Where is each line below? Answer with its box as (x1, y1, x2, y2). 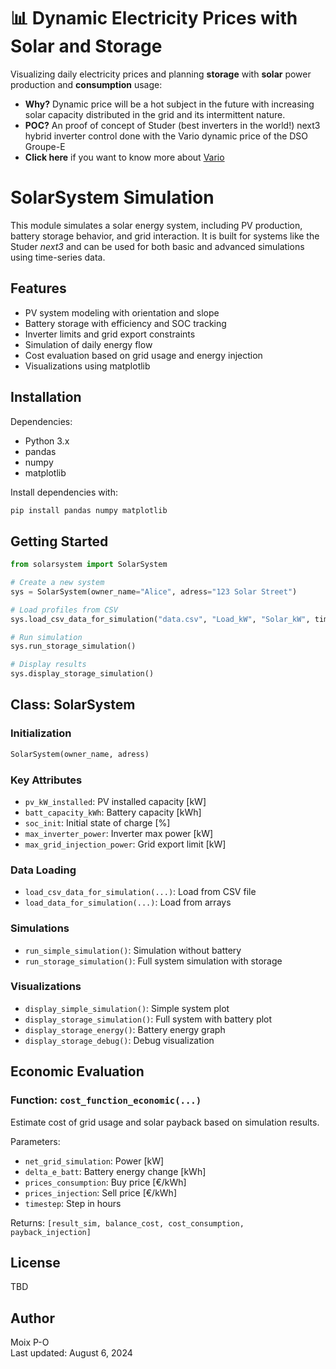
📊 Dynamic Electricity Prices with (10, 7, 298, 30)
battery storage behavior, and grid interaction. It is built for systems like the (10, 230, 320, 242)
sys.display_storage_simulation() (10, 669, 155, 679)
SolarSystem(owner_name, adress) (10, 749, 150, 759)
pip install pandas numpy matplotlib (10, 505, 168, 515)
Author (10, 1310, 55, 1327)
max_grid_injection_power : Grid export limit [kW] (24, 838, 227, 850)
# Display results (10, 660, 87, 670)
